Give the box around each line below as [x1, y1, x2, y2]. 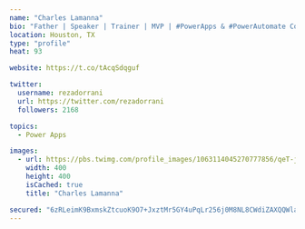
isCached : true [25, 180, 84, 189]
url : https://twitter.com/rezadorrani [17, 96, 165, 105]
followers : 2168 [17, 105, 79, 114]
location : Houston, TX [9, 30, 95, 39]
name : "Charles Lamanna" [9, 13, 103, 23]
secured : [9, 205, 43, 214]
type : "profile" [9, 38, 71, 48]
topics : [9, 122, 39, 131]
